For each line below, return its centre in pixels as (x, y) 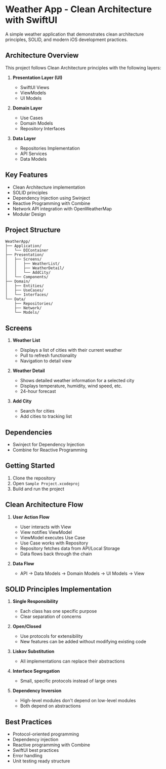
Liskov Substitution (33, 651)
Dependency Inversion (37, 691)
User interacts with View (46, 527)
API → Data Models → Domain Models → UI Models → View (82, 573)
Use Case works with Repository (54, 543)
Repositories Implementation (50, 148)
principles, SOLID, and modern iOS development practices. (67, 40)
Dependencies (29, 432)
